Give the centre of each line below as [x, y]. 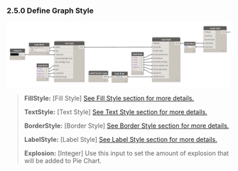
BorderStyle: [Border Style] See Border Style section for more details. [126, 126]
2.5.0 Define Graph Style [50, 11]
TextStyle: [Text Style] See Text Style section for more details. [115, 112]
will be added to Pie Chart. [63, 161]
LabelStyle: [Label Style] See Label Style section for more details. [120, 140]
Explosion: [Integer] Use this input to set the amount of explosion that [126, 153]
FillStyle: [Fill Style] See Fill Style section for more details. [109, 99]
